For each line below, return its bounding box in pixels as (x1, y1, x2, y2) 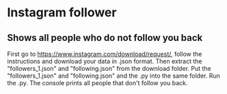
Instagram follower (7, 5, 117, 20)
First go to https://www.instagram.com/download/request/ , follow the (7, 50, 202, 58)
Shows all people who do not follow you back (7, 32, 203, 44)
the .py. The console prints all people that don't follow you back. (7, 79, 188, 87)
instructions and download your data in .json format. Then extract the (7, 57, 202, 65)
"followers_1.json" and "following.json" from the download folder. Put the (7, 65, 211, 72)
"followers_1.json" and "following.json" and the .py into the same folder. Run (7, 72, 221, 80)
